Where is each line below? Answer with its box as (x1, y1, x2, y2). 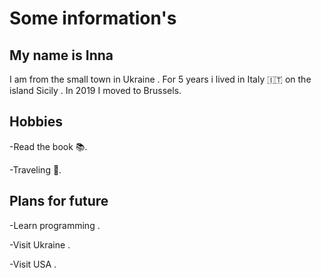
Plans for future (9, 193, 109, 210)
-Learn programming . (9, 219, 101, 231)
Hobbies (9, 113, 64, 131)
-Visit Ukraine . (9, 238, 71, 251)
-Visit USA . (9, 258, 57, 270)
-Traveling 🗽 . (9, 163, 62, 176)
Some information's (9, 7, 177, 30)
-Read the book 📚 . (9, 140, 88, 152)
